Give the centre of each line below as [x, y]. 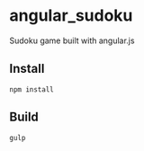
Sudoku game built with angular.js [72, 40]
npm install [31, 89]
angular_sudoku [71, 16]
